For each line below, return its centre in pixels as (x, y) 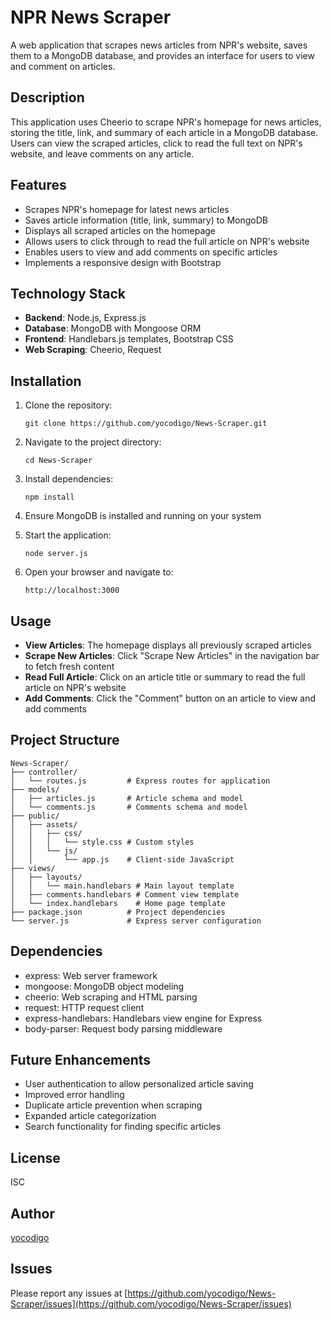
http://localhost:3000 (72, 591)
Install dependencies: (69, 479)
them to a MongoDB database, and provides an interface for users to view (162, 55)
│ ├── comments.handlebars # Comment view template (125, 894)
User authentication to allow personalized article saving (139, 1084)
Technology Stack (68, 293)
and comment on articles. (63, 66)
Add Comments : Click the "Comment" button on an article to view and (170, 698)
